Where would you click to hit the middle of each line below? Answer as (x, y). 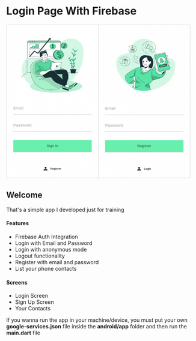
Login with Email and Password (54, 243)
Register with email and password (57, 262)
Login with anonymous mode (51, 249)
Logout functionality (40, 256)
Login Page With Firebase (72, 11)
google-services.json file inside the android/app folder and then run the (97, 327)
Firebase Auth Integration (46, 237)
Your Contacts (33, 309)
